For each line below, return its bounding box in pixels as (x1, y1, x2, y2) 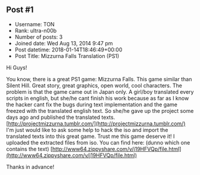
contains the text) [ (6, 145, 53, 152)
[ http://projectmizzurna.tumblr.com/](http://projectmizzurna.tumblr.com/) (6, 119, 186, 127)
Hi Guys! (6, 64, 27, 71)
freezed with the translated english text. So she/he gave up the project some (6, 107, 194, 114)
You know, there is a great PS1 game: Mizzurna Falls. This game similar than (6, 75, 192, 82)
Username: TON (14, 20, 55, 27)
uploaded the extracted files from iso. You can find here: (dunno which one (6, 139, 190, 146)
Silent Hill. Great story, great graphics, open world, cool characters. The (6, 82, 183, 89)
